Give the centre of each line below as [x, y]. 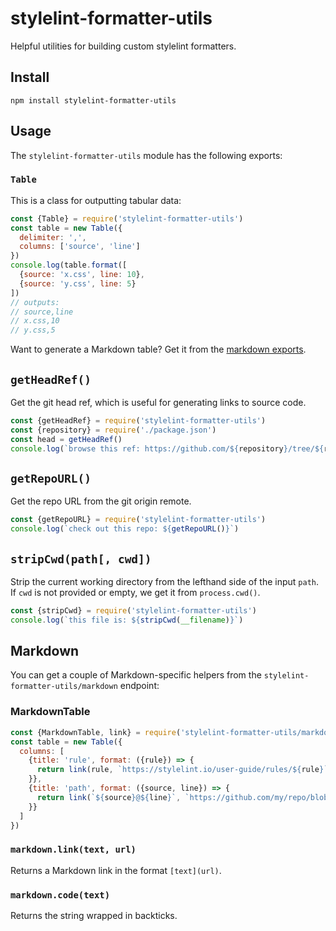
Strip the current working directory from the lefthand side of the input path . [165, 581]
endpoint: [139, 686]
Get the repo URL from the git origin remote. [101, 501]
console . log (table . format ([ [69, 265]
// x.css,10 [35, 321]
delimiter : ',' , [53, 237]
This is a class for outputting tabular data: [96, 200]
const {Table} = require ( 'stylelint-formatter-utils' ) [127, 218]
